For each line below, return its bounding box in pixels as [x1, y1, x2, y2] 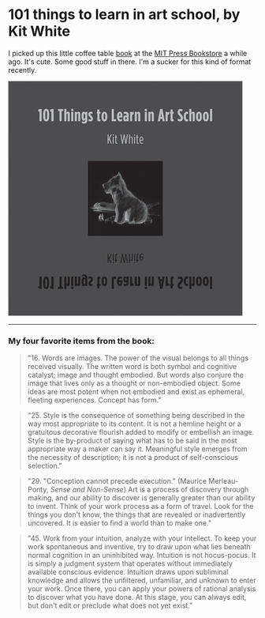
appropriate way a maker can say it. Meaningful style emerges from [27, 444, 248, 454]
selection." [27, 461, 62, 471]
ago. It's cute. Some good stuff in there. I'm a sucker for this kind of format [8, 57, 252, 66]
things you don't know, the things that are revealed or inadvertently [27, 510, 246, 519]
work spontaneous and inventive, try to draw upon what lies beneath [27, 542, 251, 552]
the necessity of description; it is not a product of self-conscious [27, 453, 239, 462]
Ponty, [27, 484, 49, 495]
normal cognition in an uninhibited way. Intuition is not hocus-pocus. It [27, 551, 256, 560]
